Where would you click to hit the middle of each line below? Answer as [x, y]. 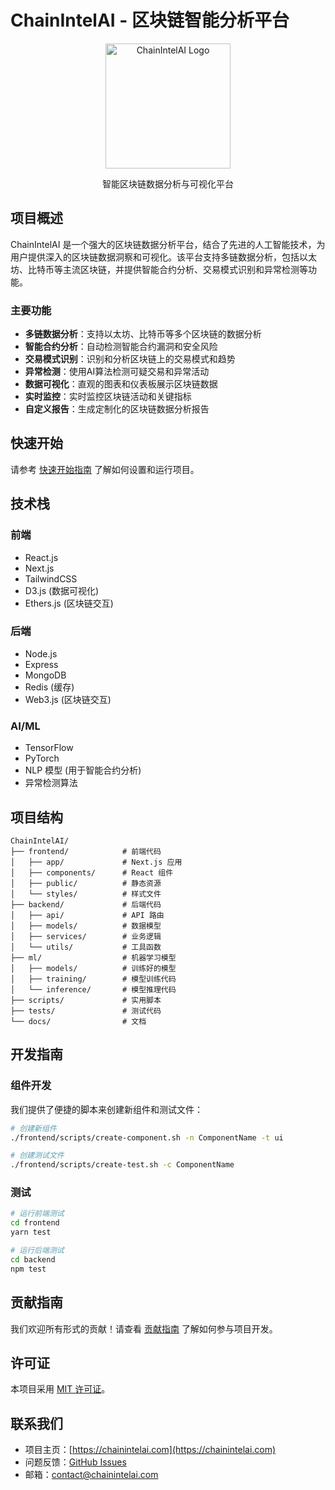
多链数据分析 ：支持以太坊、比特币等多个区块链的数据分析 [143, 334]
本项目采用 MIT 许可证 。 [60, 1389]
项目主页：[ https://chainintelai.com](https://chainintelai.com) [150, 1450]
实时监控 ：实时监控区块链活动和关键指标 [108, 397]
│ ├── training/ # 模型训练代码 [93, 979]
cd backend [33, 1259]
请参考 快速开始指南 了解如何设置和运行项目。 [105, 469]
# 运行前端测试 [37, 1214]
